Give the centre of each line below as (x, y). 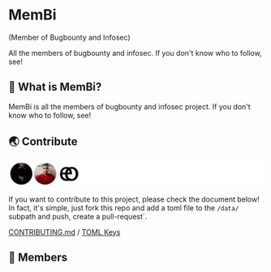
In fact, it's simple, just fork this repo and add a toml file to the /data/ (124, 207)
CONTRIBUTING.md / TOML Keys (65, 232)
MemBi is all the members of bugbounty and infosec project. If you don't (130, 106)
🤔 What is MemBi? (55, 87)
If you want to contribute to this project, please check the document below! (134, 199)
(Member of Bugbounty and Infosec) (70, 37)
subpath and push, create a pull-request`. (78, 216)
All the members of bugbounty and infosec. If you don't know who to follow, (135, 53)
